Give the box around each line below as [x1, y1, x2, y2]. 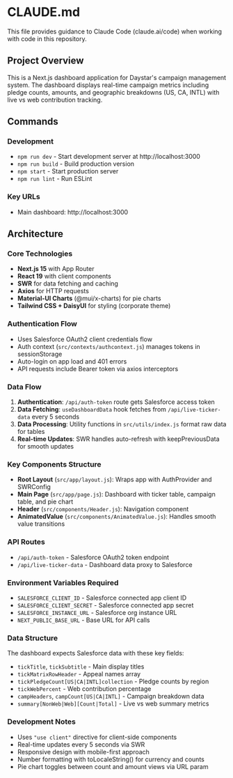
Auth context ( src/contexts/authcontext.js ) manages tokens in [17, 342, 200, 350]
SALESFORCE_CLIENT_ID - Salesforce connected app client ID [17, 593, 187, 602]
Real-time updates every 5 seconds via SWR [17, 740, 145, 749]
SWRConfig [17, 483, 51, 491]
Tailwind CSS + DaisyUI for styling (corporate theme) [17, 302, 171, 310]
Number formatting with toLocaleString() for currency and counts [17, 755, 205, 763]
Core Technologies [7, 249, 73, 258]
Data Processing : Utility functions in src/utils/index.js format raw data [17, 420, 227, 428]
